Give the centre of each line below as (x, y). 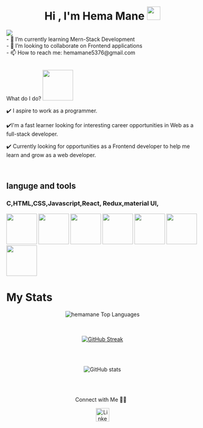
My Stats (30, 297)
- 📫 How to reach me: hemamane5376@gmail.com (71, 53)
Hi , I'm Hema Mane (95, 16)
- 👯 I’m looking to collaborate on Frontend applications (74, 45)
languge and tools (41, 186)
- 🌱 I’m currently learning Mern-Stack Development (71, 39)
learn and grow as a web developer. (51, 155)
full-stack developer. (32, 134)
